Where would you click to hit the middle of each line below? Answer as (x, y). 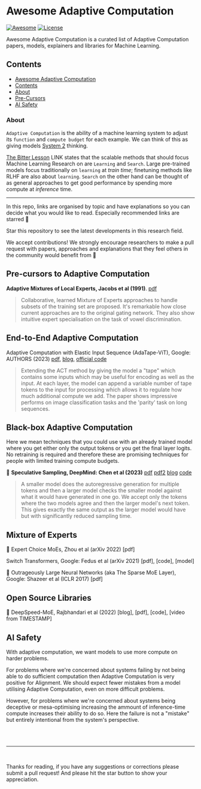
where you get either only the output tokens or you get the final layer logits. (99, 448)
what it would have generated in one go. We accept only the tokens (104, 497)
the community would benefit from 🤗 (51, 255)
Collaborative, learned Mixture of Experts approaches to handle (99, 300)
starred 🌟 (18, 219)
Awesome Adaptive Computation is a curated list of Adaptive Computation (98, 39)
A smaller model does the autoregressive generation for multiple (100, 484)
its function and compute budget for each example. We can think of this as (97, 140)
